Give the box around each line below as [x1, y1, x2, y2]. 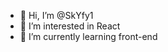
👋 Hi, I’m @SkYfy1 [19, 10, 94, 21]
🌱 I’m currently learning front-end [19, 31, 158, 42]
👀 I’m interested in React [19, 20, 121, 32]
